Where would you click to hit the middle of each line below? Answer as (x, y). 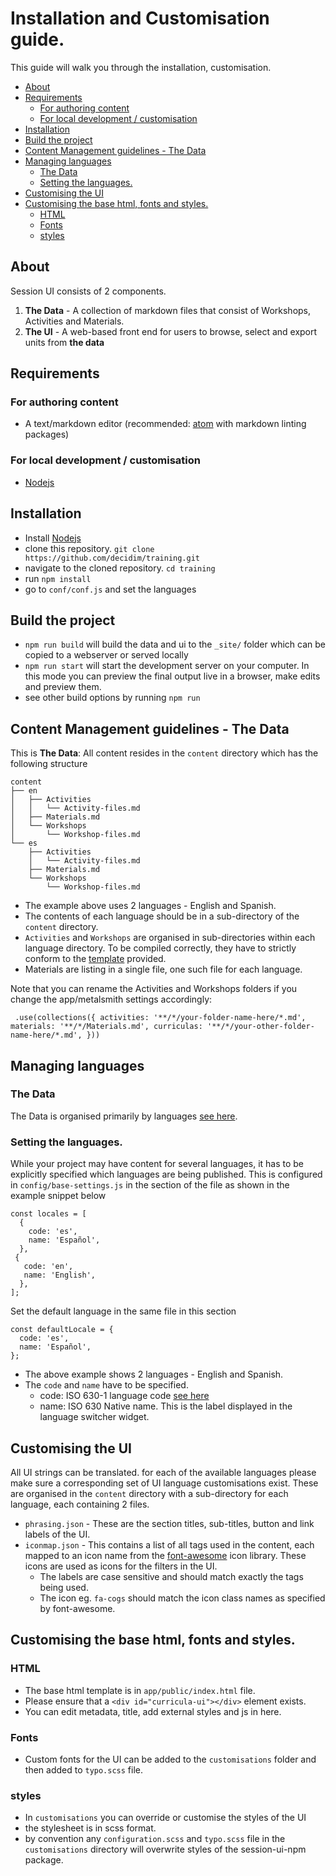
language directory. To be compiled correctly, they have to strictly (160, 948)
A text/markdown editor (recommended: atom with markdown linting (165, 424)
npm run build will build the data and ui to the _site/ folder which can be (175, 644)
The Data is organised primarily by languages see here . (124, 1116)
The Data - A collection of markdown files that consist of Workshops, (168, 310)
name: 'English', (60, 1275)
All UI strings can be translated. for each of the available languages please (163, 1472)
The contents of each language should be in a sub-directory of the (162, 916)
